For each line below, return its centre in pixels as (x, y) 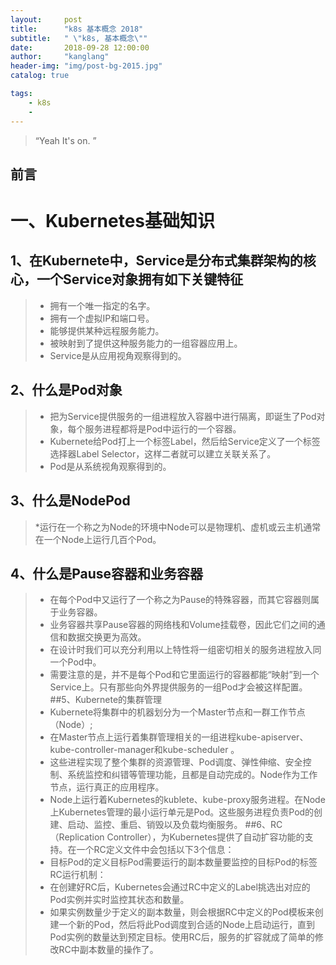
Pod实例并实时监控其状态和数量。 (119, 900)
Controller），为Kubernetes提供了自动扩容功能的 (205, 837)
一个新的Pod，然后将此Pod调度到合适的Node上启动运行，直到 (186, 925)
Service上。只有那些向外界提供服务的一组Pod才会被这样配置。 (178, 687)
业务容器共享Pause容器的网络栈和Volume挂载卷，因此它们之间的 (183, 625)
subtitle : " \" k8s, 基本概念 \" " (79, 38)
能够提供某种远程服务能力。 (107, 330)
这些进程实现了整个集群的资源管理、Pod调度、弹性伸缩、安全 (176, 762)
